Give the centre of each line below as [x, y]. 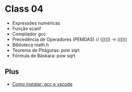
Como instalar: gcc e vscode [42, 84]
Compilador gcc [29, 34]
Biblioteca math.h [30, 44]
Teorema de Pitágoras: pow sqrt [46, 50]
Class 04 [24, 9]
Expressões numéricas [36, 23]
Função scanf [27, 28]
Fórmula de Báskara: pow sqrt [44, 55]
